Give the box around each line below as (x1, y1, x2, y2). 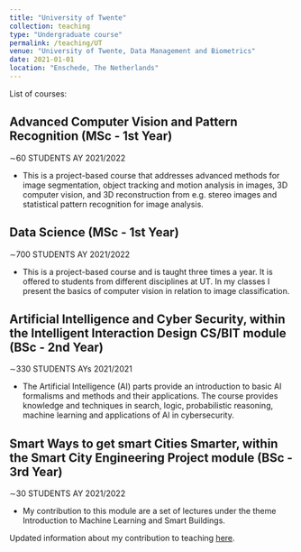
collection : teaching (9, 22, 91, 31)
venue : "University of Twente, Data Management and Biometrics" (9, 47, 256, 56)
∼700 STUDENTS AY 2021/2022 (9, 249, 131, 260)
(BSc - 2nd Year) (9, 339, 104, 354)
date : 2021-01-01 (9, 55, 75, 64)
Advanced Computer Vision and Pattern (9, 115, 238, 130)
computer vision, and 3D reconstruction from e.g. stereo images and (22, 189, 278, 199)
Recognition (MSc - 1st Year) (9, 128, 173, 144)
